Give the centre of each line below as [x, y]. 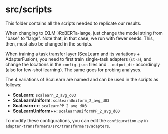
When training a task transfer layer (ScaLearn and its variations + [73, 54]
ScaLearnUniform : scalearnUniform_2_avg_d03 [61, 100]
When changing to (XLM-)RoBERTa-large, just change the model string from [84, 33]
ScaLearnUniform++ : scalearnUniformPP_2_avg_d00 [66, 111]
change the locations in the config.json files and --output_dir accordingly [83, 64]
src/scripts [29, 9]
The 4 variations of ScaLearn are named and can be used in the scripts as [82, 79]
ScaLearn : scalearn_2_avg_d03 [44, 95]
